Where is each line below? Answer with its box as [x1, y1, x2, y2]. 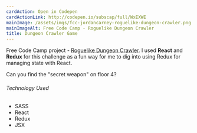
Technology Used [6, 84, 49, 92]
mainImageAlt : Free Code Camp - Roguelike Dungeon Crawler [6, 25, 155, 31]
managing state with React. [6, 60, 73, 67]
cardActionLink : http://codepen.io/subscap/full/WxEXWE [6, 14, 146, 20]
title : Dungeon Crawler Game [6, 31, 78, 37]
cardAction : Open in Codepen [6, 8, 78, 15]
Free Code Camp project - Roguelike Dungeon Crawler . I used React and [6, 47, 183, 54]
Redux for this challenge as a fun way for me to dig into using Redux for [6, 53, 181, 60]
